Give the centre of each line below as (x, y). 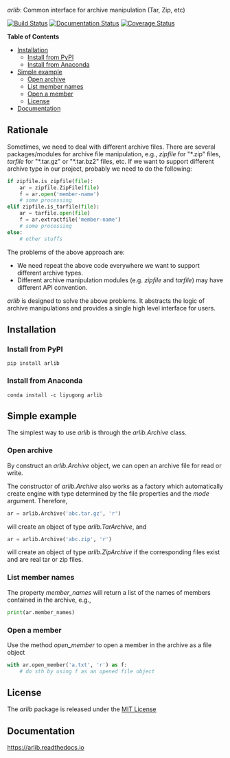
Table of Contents (33, 36)
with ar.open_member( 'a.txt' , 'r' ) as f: (67, 665)
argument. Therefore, (37, 501)
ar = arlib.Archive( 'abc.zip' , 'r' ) (59, 539)
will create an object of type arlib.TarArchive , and (77, 527)
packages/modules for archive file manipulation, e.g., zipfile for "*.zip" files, (114, 154)
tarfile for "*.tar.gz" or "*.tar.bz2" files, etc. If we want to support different (111, 161)
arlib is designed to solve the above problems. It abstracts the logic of (106, 301)
